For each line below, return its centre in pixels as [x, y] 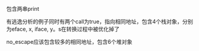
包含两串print [23, 9]
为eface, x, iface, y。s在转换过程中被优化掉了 [63, 29]
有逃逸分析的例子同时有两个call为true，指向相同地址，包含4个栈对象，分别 [100, 22]
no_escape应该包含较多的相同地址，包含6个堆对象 [69, 42]
